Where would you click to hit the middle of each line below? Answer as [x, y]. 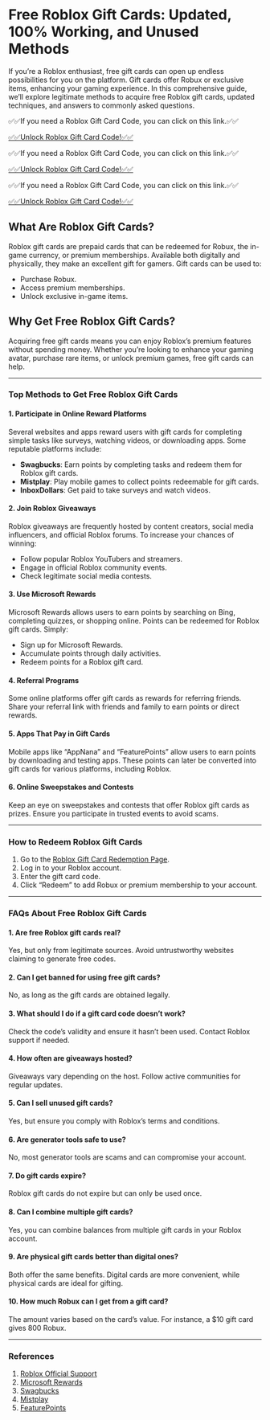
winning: [22, 543]
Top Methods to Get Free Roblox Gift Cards [93, 395]
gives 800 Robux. [37, 1328]
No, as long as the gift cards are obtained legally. [89, 995]
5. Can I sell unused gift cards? [61, 1103]
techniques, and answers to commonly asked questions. [102, 105]
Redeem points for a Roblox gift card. [82, 662]
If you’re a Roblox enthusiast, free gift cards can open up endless [116, 71]
